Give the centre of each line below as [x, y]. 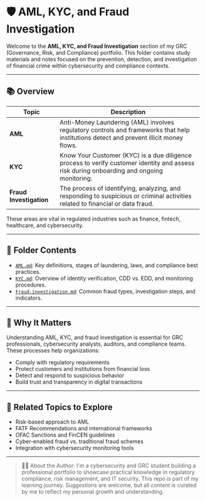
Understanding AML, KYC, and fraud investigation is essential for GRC [95, 338]
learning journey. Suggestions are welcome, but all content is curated [109, 485]
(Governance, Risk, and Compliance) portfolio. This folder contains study [98, 52]
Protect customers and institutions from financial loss [82, 369]
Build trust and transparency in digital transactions [79, 382]
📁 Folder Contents [41, 250]
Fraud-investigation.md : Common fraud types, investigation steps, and [105, 291]
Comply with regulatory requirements [62, 362]
